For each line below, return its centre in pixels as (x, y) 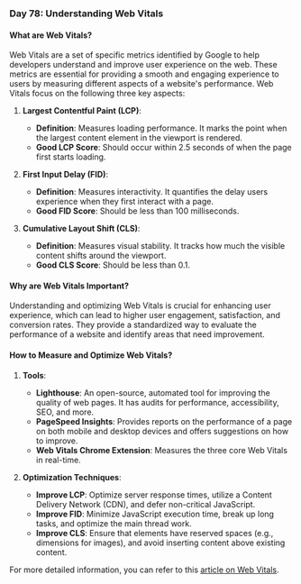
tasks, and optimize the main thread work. (114, 523)
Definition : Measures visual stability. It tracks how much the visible (160, 246)
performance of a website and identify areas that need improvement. (137, 334)
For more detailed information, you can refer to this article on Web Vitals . (144, 570)
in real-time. (58, 460)
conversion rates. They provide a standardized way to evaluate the (133, 325)
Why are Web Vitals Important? (69, 286)
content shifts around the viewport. (101, 256)
